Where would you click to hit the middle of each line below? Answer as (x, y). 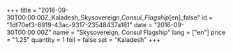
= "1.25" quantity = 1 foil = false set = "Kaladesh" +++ (84, 40)
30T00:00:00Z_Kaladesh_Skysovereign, (64, 17)
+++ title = (22, 10)
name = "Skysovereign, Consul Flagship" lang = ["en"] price (139, 32)
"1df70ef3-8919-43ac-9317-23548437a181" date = (80, 25)
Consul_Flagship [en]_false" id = (167, 17)
